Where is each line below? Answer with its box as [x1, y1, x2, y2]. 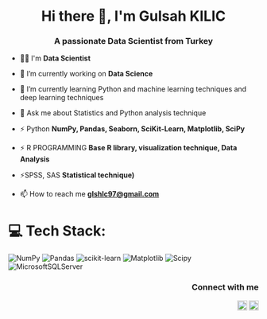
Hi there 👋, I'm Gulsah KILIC [41, 7, 226, 25]
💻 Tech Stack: [8, 222, 106, 239]
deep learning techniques [19, 93, 104, 103]
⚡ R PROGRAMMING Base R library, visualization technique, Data [19, 143, 238, 153]
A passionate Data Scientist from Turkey [54, 36, 213, 47]
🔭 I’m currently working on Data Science [19, 69, 153, 79]
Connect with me [192, 282, 259, 293]
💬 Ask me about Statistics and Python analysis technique [19, 108, 207, 118]
